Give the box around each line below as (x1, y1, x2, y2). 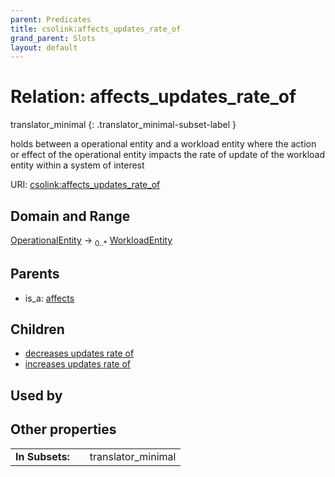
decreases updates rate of (24, 347, 135, 360)
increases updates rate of (24, 358, 132, 370)
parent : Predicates (10, 14, 92, 25)
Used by (10, 387, 63, 404)
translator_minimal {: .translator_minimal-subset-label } (10, 119, 237, 131)
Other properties (10, 421, 117, 438)
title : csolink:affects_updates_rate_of (10, 24, 182, 34)
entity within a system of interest (10, 159, 145, 171)
